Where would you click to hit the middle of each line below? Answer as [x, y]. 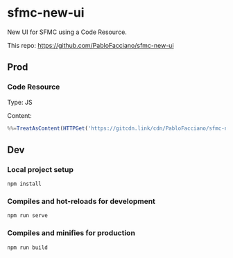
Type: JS [20, 102]
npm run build [28, 248]
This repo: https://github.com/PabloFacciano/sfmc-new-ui [91, 45]
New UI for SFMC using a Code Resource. [67, 32]
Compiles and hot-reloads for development [81, 201]
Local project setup [41, 169]
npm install [24, 184]
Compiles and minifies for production [71, 233]
